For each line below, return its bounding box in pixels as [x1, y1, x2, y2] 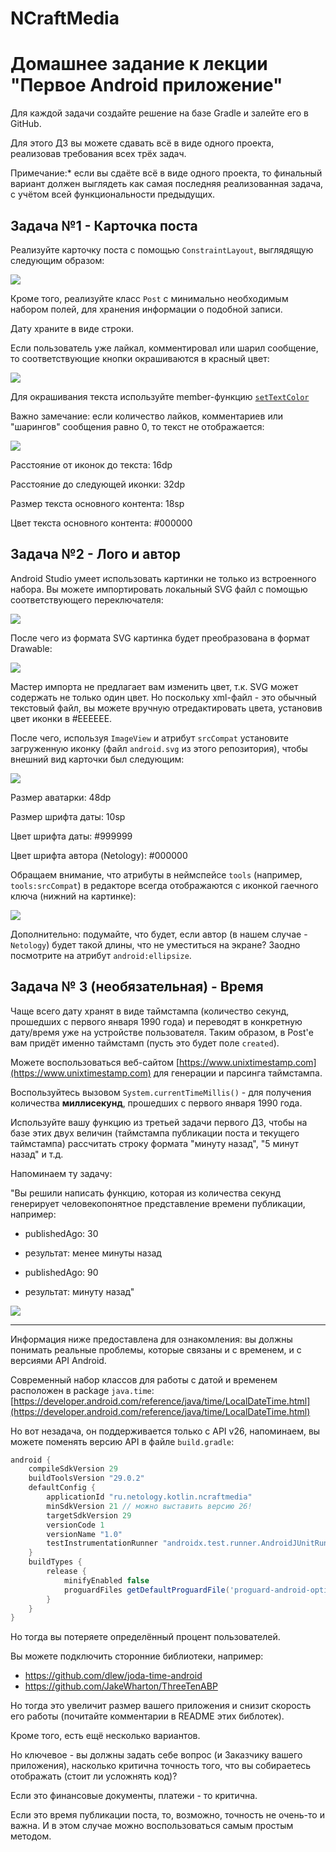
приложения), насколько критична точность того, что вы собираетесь [10, 1760, 312, 1772]
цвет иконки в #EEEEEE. [10, 712, 113, 724]
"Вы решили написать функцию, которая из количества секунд [10, 1187, 282, 1199]
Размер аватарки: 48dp [10, 791, 112, 803]
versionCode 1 [46, 1520, 105, 1530]
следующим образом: [10, 254, 105, 266]
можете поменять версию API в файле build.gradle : [10, 1435, 235, 1447]
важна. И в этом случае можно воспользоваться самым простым [10, 1820, 294, 1832]
